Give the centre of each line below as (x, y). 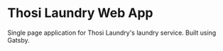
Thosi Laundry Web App (80, 13)
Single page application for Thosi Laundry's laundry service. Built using (112, 33)
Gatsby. (18, 40)
